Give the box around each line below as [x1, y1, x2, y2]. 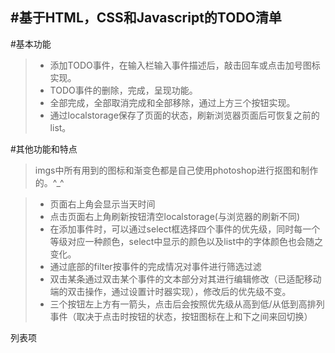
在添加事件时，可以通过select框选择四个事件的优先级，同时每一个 [49, 223, 321, 235]
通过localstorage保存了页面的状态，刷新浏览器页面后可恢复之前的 [49, 109, 320, 121]
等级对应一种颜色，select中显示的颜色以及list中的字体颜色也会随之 [49, 235, 324, 247]
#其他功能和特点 [10, 143, 78, 155]
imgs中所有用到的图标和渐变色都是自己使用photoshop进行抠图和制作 [34, 164, 319, 176]
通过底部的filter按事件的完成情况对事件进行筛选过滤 [49, 260, 262, 272]
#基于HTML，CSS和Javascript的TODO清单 [10, 9, 282, 27]
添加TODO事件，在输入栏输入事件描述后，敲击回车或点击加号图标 [49, 59, 321, 71]
